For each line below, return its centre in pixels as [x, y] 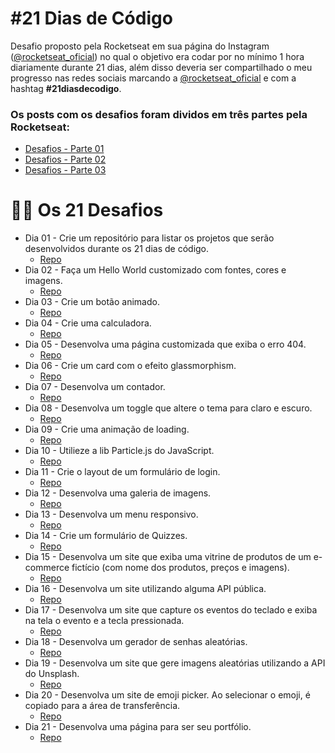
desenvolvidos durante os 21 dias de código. [117, 249]
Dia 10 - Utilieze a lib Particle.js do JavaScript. [119, 451]
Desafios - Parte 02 [65, 159]
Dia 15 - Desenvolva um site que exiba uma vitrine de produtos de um [168, 557]
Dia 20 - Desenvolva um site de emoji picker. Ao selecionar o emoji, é [167, 695]
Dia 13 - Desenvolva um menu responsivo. [111, 514]
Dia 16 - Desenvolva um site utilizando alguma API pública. [145, 589]
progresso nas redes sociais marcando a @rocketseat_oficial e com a [153, 78]
